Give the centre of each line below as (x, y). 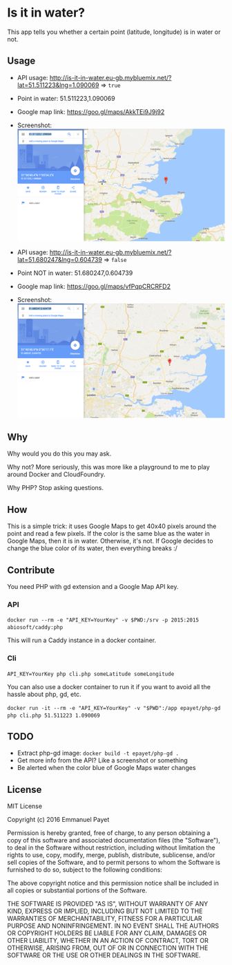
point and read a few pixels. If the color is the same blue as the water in (109, 534)
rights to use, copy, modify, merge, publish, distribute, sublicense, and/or (111, 855)
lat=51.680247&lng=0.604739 (59, 260)
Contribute (31, 570)
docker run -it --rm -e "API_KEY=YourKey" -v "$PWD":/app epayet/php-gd (114, 708)
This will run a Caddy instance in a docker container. (82, 640)
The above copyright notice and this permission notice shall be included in (113, 883)
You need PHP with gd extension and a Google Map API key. (93, 586)
